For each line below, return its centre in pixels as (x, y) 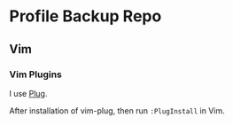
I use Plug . (28, 93)
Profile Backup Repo (85, 16)
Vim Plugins (35, 74)
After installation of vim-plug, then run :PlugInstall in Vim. (117, 110)
